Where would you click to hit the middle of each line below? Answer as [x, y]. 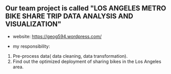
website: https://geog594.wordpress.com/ [57, 36]
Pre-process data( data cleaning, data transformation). [70, 56]
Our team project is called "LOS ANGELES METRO [86, 8]
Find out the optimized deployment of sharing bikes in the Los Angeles [87, 61]
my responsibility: [31, 46]
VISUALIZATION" [33, 24]
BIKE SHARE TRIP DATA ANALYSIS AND [69, 16]
